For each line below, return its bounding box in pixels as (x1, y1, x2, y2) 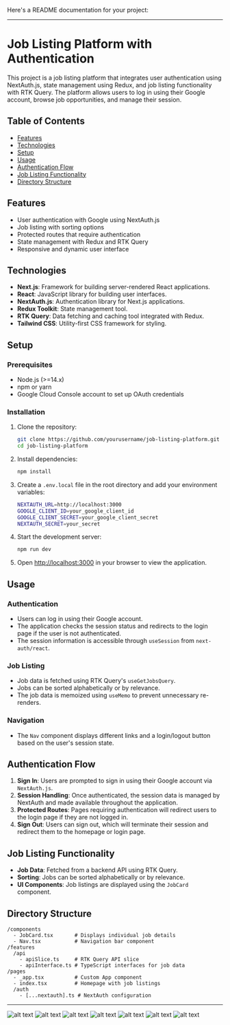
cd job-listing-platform (16, 442, 88, 449)
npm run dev (16, 546, 51, 553)
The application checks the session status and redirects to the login (16, 622, 208, 631)
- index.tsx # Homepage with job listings (13, 980, 161, 987)
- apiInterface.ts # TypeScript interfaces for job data (19, 962, 186, 969)
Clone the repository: (16, 423, 77, 431)
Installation (7, 407, 46, 416)
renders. (16, 699, 41, 707)
